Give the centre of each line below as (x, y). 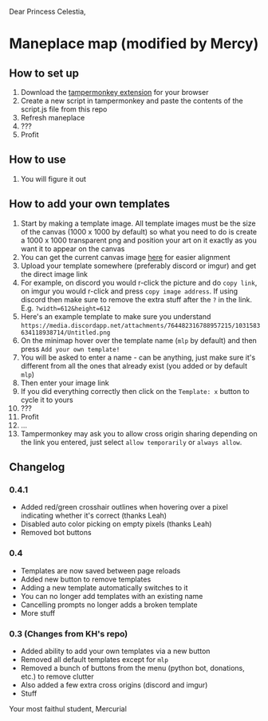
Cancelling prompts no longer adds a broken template (109, 605)
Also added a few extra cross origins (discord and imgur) (114, 684)
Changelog (37, 467)
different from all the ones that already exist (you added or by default (134, 365)
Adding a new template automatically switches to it (104, 587)
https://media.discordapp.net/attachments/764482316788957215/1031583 (140, 325)
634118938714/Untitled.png (65, 333)
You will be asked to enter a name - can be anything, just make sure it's (138, 357)
